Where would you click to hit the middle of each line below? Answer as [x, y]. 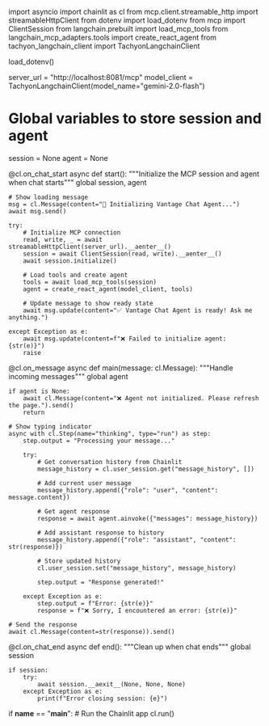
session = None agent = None [58, 158]
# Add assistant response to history [101, 533]
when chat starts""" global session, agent [78, 182]
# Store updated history [79, 561]
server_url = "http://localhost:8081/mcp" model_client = [101, 77]
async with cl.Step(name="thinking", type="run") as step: [110, 433]
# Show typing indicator [50, 426]
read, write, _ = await [63, 239]
